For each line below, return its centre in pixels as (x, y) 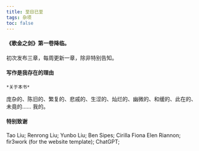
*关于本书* (18, 87)
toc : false (20, 23)
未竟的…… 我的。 (28, 106)
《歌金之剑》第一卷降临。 (38, 43)
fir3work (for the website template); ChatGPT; (63, 141)
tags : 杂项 (19, 18)
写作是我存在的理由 (30, 72)
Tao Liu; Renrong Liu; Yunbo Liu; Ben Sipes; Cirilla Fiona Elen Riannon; (93, 135)
